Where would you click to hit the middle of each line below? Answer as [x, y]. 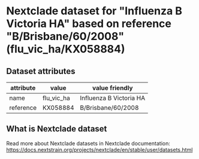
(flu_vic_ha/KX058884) [66, 49]
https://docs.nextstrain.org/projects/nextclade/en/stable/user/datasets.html [99, 149]
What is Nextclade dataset [57, 129]
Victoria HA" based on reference [89, 24]
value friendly [112, 88]
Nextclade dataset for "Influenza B [94, 11]
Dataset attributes [41, 71]
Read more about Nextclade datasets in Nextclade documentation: [88, 143]
